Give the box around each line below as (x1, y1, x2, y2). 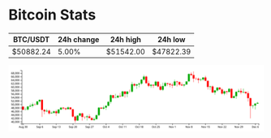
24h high (110, 35, 142, 45)
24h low (157, 35, 186, 45)
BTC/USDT (13, 35, 50, 45)
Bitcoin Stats (8, 6, 97, 24)
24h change (58, 35, 100, 45)
